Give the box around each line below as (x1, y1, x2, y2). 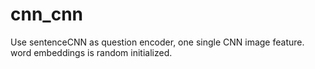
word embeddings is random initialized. (10, 46, 173, 58)
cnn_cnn (10, 3, 84, 26)
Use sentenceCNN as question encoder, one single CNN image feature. (10, 36, 305, 48)
